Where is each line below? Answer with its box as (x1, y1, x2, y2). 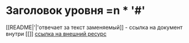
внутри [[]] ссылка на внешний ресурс (6, 30, 107, 37)
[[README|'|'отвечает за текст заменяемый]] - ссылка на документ (6, 24, 183, 31)
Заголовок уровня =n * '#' (6, 4, 146, 18)
